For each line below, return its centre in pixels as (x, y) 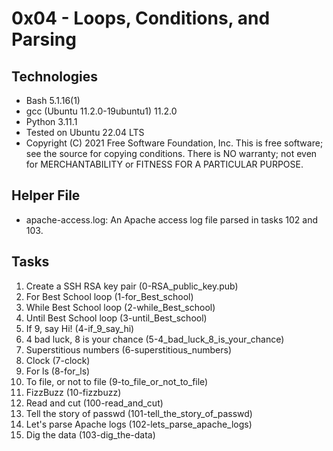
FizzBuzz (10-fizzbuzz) (73, 392)
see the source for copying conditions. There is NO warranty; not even (171, 153)
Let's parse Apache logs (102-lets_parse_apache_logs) (139, 424)
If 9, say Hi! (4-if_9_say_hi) (80, 328)
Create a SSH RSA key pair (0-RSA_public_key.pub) (132, 286)
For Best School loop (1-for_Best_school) (109, 296)
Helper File (46, 195)
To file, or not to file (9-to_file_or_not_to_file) (117, 381)
